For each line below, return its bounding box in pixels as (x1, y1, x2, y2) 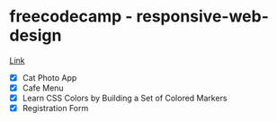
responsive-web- (136, 6, 270, 27)
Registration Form (22, 103, 89, 114)
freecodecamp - (9, 6, 133, 27)
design (9, 25, 62, 46)
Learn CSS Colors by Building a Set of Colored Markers (22, 92, 228, 104)
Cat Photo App (22, 72, 77, 83)
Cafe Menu (22, 83, 65, 93)
